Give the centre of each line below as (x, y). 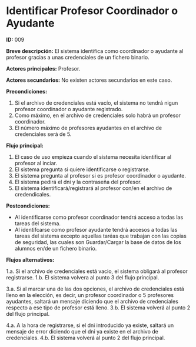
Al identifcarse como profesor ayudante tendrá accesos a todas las (96, 229)
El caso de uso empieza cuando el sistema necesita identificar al (93, 156)
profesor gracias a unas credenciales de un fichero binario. (78, 57)
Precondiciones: (27, 91)
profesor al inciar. (36, 163)
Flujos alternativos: (30, 259)
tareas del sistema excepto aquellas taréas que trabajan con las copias (100, 236)
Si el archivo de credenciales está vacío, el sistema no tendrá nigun (96, 103)
